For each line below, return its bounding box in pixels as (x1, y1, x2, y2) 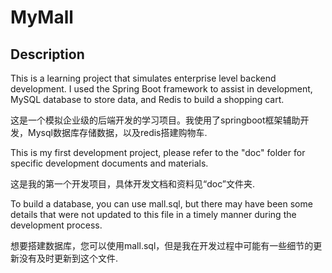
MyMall (10, 6, 74, 29)
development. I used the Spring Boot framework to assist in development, (10, 83, 313, 95)
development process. (10, 219, 103, 231)
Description (10, 46, 85, 63)
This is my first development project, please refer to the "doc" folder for (10, 147, 306, 158)
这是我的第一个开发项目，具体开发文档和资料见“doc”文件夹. (10, 178, 255, 190)
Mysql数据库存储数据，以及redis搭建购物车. (27, 127, 208, 138)
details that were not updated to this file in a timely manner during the (10, 209, 297, 220)
